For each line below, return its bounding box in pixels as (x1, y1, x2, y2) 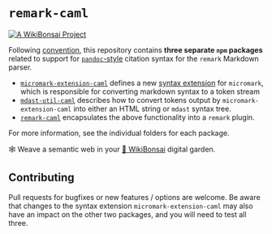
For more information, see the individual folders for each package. (8, 128, 230, 138)
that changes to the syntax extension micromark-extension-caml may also (8, 201, 253, 211)
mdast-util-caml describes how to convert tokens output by (19, 95, 221, 104)
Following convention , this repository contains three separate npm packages (8, 45, 263, 54)
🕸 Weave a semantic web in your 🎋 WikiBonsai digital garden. (8, 144, 216, 154)
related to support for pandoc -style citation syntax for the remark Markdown (8, 53, 260, 63)
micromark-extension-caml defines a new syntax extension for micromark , (19, 78, 264, 87)
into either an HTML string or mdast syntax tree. (72, 104, 231, 113)
